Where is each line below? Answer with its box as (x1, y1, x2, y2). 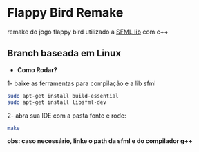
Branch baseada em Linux (7, 47, 122, 59)
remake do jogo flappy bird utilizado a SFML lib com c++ (7, 28, 169, 36)
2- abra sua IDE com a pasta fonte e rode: (7, 111, 126, 120)
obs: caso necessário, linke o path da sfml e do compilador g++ (7, 137, 193, 145)
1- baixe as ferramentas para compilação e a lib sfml (7, 79, 156, 87)
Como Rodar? (17, 65, 57, 74)
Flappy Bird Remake (7, 5, 124, 21)
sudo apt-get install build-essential (7, 92, 119, 99)
